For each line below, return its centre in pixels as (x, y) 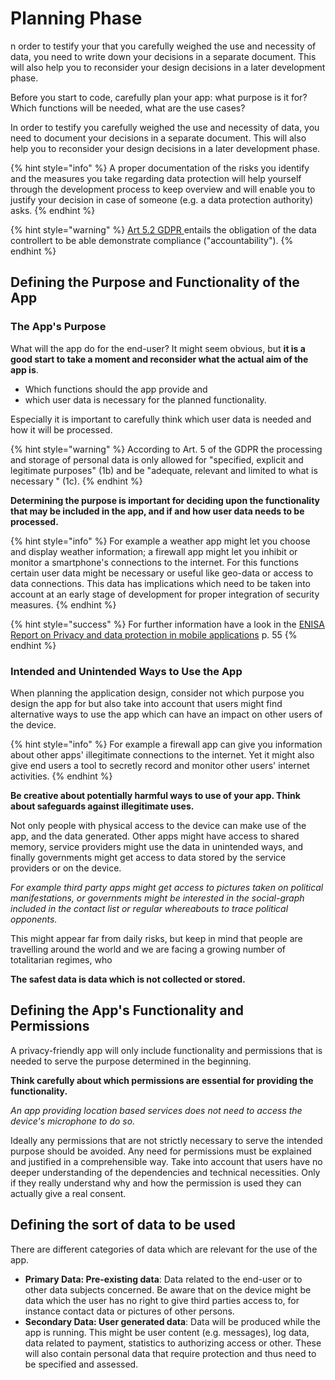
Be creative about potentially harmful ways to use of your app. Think (155, 795)
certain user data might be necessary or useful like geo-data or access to (162, 573)
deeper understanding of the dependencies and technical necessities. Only (165, 1172)
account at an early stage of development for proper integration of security (165, 594)
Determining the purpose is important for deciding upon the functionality (165, 500)
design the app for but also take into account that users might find (146, 703)
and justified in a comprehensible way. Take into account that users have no (166, 1161)
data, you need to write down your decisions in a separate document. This (163, 56)
